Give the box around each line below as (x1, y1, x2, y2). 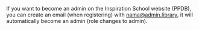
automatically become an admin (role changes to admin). (6, 18, 148, 24)
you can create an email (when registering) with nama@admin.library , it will (6, 11, 193, 18)
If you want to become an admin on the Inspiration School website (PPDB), (6, 5, 192, 12)
